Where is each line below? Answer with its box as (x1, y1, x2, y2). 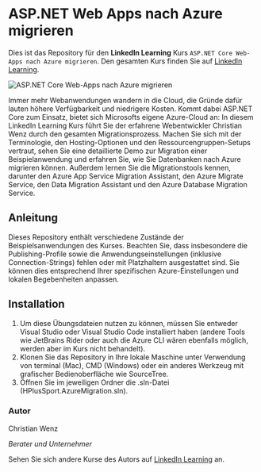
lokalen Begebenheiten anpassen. (8, 274, 119, 284)
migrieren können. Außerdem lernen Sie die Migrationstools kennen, (8, 163, 232, 172)
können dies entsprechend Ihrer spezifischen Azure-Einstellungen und (8, 266, 240, 275)
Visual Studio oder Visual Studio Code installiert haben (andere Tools (19, 327, 246, 336)
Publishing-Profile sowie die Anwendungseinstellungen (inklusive (8, 249, 222, 259)
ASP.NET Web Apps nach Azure (8, 5, 224, 23)
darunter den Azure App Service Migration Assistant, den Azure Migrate (8, 171, 244, 181)
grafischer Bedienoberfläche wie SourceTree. (19, 369, 169, 378)
